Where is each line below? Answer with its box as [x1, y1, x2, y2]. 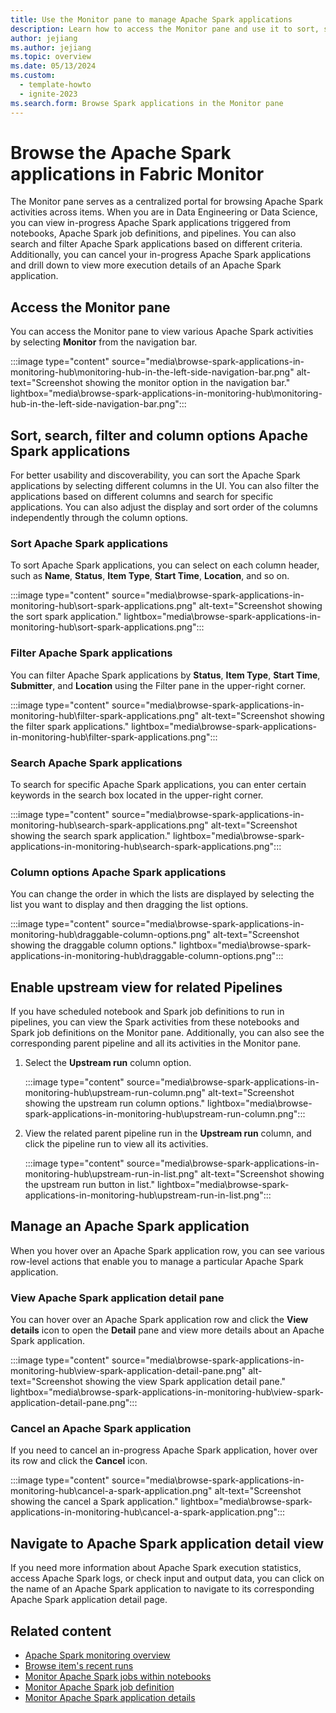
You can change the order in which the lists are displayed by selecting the [10, 888, 315, 900]
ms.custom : [10, 71, 56, 81]
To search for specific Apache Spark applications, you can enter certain [10, 778, 307, 790]
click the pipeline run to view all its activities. [24, 1138, 209, 1150]
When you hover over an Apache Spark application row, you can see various [10, 1244, 325, 1256]
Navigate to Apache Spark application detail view [10, 1535, 325, 1552]
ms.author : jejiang [10, 42, 92, 53]
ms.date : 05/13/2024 [10, 61, 97, 71]
